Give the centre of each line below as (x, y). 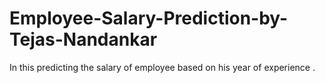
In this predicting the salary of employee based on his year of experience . (162, 67)
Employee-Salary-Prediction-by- (149, 18)
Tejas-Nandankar (83, 39)
